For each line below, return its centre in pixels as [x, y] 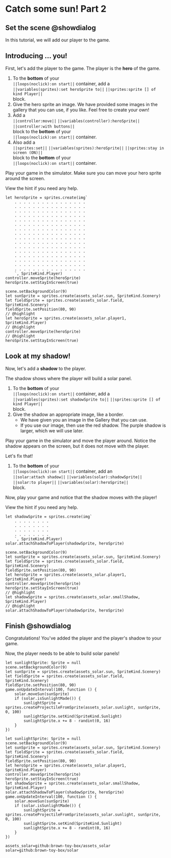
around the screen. [25, 178]
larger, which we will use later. [52, 431]
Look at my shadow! [38, 356]
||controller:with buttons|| [44, 126]
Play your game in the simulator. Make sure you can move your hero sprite [83, 173]
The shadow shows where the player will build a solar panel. [69, 378]
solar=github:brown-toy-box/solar [42, 850]
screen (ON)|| [28, 153]
